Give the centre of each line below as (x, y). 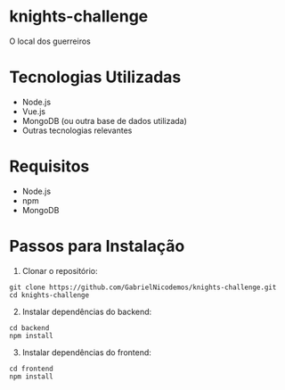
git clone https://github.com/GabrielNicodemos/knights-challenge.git (143, 287)
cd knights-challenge (49, 295)
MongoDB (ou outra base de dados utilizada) (104, 120)
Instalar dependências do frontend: (86, 352)
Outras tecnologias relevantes (77, 130)
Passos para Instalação (97, 246)
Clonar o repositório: (60, 270)
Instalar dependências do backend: (87, 311)
